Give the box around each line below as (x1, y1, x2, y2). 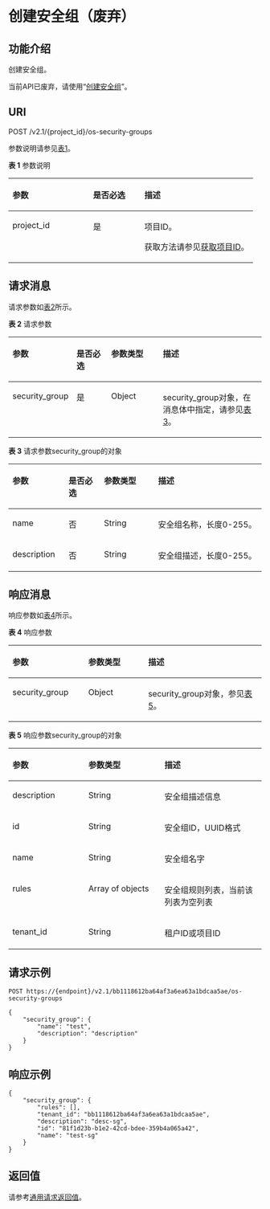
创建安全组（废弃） (8, 7, 136, 26)
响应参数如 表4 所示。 (8, 611, 77, 620)
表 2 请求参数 (8, 319, 52, 329)
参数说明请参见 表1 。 (8, 143, 75, 153)
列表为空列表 (164, 897, 213, 908)
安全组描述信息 (164, 791, 221, 803)
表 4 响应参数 (8, 627, 52, 637)
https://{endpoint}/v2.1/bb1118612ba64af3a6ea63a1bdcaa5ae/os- (26, 987, 243, 996)
